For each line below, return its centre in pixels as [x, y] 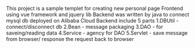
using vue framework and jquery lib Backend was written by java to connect [97, 14]
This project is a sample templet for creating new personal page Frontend [95, 8]
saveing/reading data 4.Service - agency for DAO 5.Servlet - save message [97, 33]
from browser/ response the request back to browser [70, 39]
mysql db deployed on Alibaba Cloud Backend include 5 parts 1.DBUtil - [92, 21]
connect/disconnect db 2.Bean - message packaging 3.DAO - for [85, 27]
